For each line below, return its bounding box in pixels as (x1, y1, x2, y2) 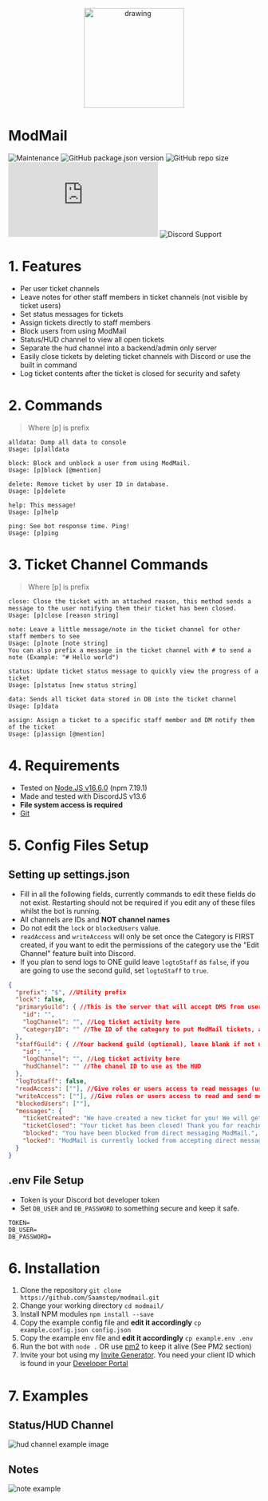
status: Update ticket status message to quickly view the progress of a (8, 667, 259, 675)
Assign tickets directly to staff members (19, 318, 152, 327)
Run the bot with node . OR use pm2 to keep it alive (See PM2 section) (19, 1341, 252, 1352)
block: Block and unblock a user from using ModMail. (8, 459, 191, 467)
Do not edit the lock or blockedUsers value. (19, 922, 161, 933)
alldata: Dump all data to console (8, 438, 127, 446)
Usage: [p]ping (8, 529, 59, 537)
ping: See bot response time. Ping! (8, 522, 130, 530)
